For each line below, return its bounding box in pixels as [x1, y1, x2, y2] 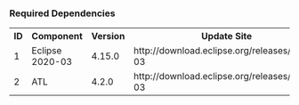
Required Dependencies [9, 7, 116, 20]
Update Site [201, 30, 253, 43]
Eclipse [31, 44, 62, 57]
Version [91, 30, 125, 43]
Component [31, 30, 83, 43]
